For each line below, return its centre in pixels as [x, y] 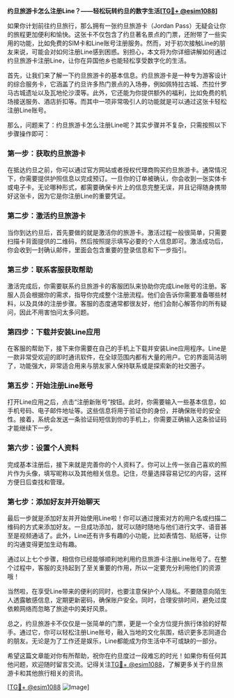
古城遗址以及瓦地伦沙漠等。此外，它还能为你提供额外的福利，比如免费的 [117, 93]
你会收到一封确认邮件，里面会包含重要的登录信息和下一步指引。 [99, 249]
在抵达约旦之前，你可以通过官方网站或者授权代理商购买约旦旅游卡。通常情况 [117, 170]
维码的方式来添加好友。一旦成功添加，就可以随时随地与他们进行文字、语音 [114, 527]
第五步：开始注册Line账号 [50, 386]
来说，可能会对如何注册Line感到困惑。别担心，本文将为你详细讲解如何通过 [120, 52]
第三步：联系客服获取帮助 [50, 270]
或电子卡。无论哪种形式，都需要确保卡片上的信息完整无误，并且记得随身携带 [117, 187]
